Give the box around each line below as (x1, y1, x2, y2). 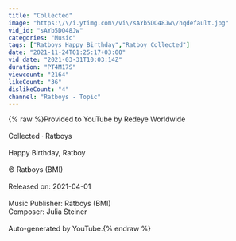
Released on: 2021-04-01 (8, 182, 91, 191)
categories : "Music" (8, 33, 77, 42)
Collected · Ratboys (8, 132, 72, 141)
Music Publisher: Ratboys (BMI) (8, 199, 111, 208)
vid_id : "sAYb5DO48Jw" (8, 26, 83, 34)
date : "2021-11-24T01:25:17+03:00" (8, 48, 126, 56)
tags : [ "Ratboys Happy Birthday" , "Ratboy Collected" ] (8, 41, 191, 49)
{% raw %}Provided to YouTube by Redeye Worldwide (8, 114, 186, 124)
